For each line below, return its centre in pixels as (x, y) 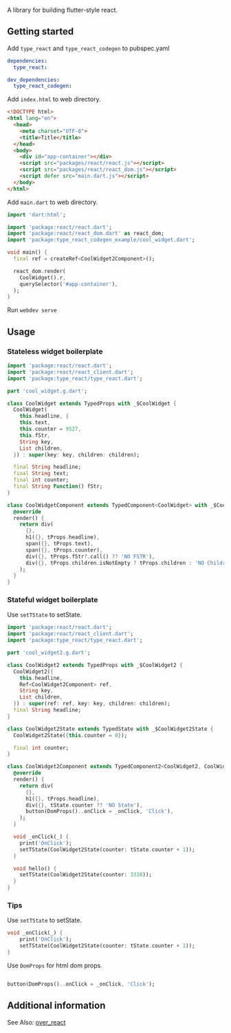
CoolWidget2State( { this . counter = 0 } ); (70, 735)
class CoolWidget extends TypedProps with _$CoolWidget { (92, 403)
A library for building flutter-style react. (63, 10)
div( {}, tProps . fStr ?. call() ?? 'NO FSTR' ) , (90, 556)
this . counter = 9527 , (50, 429)
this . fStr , (35, 435)
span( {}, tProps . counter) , (64, 550)
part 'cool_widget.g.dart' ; (47, 391)
